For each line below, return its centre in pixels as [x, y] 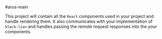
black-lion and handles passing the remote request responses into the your [81, 26]
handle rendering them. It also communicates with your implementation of [79, 21]
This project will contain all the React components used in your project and [80, 16]
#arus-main [16, 7]
